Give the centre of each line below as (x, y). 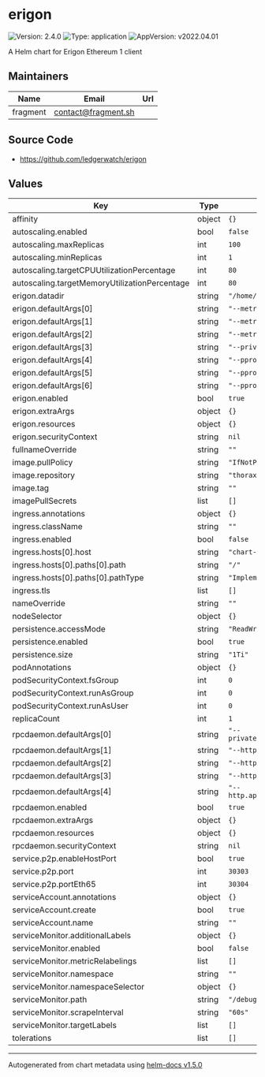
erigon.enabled (40, 398)
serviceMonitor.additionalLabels (72, 936)
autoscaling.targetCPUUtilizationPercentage (94, 270)
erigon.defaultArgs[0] (52, 309)
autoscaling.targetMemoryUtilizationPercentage (101, 283)
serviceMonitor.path (50, 1000)
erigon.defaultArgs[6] (52, 386)
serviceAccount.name (52, 922)
